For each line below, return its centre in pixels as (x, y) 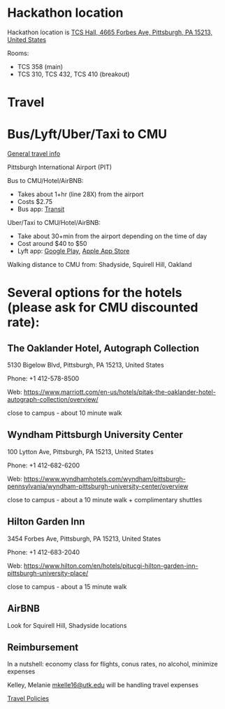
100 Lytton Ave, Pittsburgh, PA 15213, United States (80, 451)
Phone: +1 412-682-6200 (44, 465)
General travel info (34, 154)
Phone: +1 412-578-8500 (43, 379)
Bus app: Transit (41, 209)
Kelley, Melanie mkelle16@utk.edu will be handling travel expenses (103, 685)
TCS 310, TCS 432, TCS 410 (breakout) (73, 74)
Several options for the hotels (95, 293)
